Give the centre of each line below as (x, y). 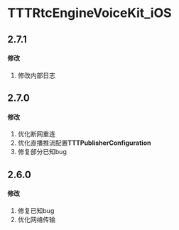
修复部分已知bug (42, 152)
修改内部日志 (36, 75)
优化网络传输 (36, 219)
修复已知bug (36, 210)
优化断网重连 (36, 134)
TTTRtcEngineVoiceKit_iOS (89, 13)
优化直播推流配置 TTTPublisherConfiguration (84, 143)
